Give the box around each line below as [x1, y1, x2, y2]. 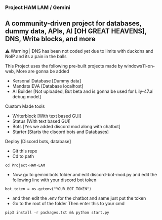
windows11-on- [124, 63, 155, 69]
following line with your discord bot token [12, 177, 97, 183]
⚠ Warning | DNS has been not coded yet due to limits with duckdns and [5, 48, 154, 54]
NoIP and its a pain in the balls [5, 53, 67, 59]
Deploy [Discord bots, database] [5, 138, 71, 144]
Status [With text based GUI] [12, 118, 71, 124]
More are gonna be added [16, 68, 69, 74]
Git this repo [12, 148, 38, 154]
